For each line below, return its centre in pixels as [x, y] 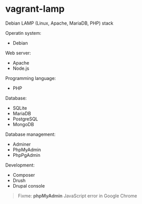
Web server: [18, 53]
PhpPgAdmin [27, 155]
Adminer [22, 144]
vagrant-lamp [35, 9]
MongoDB [23, 124]
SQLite [20, 108]
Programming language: [31, 78]
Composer [24, 175]
